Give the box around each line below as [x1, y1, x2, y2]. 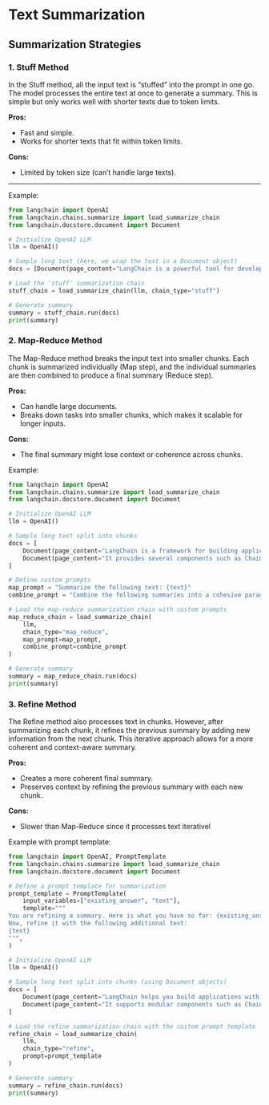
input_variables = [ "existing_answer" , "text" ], [22, 897, 181, 905]
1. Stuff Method [8, 62, 70, 73]
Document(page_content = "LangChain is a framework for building [22, 547, 239, 555]
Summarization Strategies [8, 38, 142, 51]
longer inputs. [19, 419, 66, 428]
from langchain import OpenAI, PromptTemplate [8, 852, 167, 861]
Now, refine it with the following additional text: [8, 920, 188, 928]
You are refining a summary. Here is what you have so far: [8, 912, 214, 920]
